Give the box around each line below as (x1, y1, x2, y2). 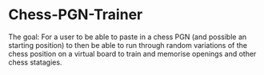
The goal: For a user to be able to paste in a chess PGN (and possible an (8, 32, 247, 41)
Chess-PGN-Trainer (8, 6, 143, 24)
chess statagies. (8, 57, 62, 67)
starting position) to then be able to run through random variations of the (8, 40, 248, 49)
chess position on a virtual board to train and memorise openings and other (8, 49, 257, 58)
